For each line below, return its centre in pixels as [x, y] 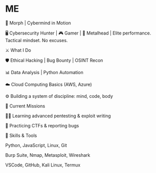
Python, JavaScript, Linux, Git [36, 145]
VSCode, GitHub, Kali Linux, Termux [43, 165]
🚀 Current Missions [25, 106]
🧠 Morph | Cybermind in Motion [38, 23]
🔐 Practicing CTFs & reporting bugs [42, 125]
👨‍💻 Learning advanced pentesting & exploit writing [58, 116]
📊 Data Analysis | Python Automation [44, 72]
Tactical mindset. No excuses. [37, 40]
